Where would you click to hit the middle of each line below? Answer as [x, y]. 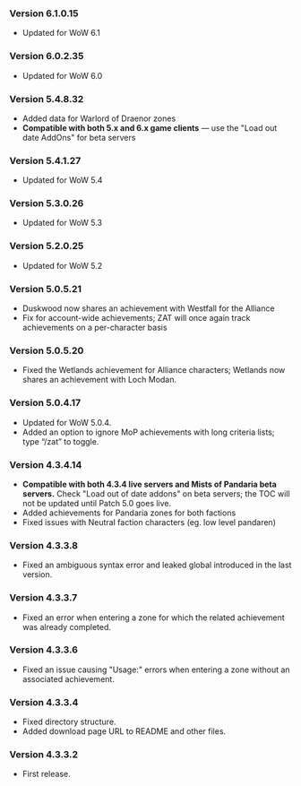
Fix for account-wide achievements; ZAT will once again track [136, 318]
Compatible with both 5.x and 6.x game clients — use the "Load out [150, 127]
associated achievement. [68, 678]
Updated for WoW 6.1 [61, 33]
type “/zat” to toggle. [60, 441]
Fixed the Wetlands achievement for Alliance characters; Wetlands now [154, 370]
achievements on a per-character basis [95, 328]
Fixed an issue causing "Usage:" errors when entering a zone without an [156, 669]
